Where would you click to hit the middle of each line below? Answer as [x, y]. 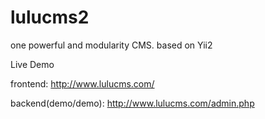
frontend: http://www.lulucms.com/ [82, 83]
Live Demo [32, 64]
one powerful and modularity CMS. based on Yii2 [111, 45]
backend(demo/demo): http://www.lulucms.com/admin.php [132, 103]
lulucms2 [50, 17]
